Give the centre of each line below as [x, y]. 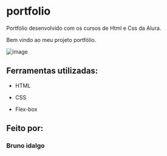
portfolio [29, 11]
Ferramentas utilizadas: [52, 71]
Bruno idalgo [26, 146]
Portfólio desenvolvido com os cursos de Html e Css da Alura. [84, 28]
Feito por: [25, 128]
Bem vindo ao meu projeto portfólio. [51, 40]
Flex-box [26, 109]
